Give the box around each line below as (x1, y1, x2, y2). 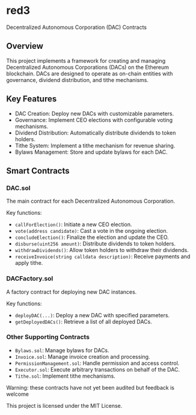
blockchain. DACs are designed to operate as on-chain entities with (6, 70, 173, 77)
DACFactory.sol (6, 274, 54, 283)
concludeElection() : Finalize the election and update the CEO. (14, 233, 170, 241)
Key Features (6, 94, 57, 104)
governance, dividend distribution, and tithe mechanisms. (6, 76, 149, 83)
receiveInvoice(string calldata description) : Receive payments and (14, 253, 191, 260)
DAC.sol (6, 183, 31, 192)
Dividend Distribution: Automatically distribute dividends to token (14, 129, 176, 136)
